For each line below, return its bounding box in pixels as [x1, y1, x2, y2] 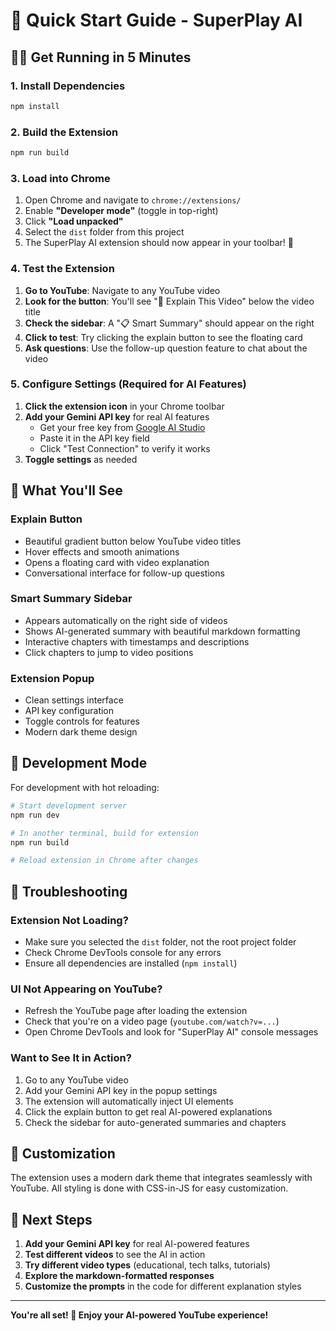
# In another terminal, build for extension [10, 828, 199, 838]
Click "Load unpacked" [24, 215, 124, 228]
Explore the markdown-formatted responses [24, 1270, 215, 1282]
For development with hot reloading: [10, 781, 160, 793]
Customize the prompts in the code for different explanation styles [24, 1280, 302, 1293]
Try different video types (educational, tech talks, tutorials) [24, 1259, 271, 1271]
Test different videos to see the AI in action [24, 1249, 206, 1261]
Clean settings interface [24, 694, 124, 706]
